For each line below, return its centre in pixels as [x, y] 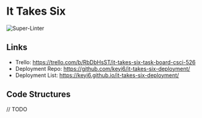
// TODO [17, 109]
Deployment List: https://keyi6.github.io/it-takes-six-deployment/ [97, 75]
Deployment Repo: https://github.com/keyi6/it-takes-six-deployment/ [103, 68]
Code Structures [39, 94]
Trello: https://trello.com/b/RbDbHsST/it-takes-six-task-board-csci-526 [105, 62]
